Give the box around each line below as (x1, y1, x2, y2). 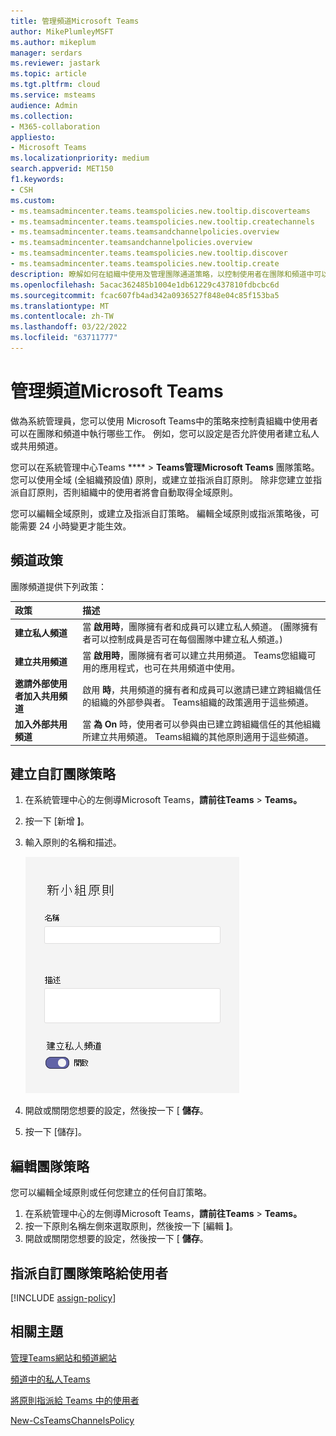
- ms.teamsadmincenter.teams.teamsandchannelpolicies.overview (10, 227, 280, 237)
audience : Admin (10, 100, 78, 110)
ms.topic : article (10, 69, 87, 79)
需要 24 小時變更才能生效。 (18, 520, 132, 532)
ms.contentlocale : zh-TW (10, 311, 114, 322)
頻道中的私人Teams (10, 1373, 91, 1385)
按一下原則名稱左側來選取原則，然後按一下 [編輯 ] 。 (24, 1220, 239, 1232)
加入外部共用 (14, 718, 68, 730)
